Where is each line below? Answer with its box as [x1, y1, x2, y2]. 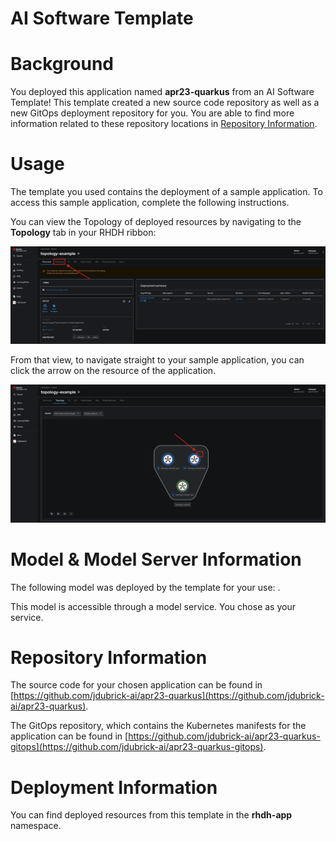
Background [10, 53, 114, 76]
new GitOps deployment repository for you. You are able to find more [10, 107, 295, 119]
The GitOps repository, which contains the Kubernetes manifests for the [10, 720, 307, 732]
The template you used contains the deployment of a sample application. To [10, 186, 323, 198]
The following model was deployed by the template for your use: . [10, 581, 281, 593]
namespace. [10, 820, 62, 832]
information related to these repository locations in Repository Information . [10, 118, 318, 130]
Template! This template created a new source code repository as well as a [10, 97, 320, 109]
